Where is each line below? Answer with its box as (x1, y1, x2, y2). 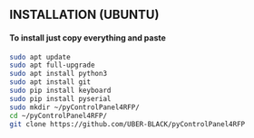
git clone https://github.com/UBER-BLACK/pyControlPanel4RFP (9, 119, 246, 129)
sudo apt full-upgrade (9, 60, 95, 70)
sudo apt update (9, 52, 71, 61)
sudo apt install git (9, 78, 92, 87)
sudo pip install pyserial (9, 94, 112, 103)
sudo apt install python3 (9, 69, 107, 78)
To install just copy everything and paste (9, 32, 166, 43)
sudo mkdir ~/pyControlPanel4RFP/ (9, 103, 141, 112)
